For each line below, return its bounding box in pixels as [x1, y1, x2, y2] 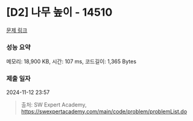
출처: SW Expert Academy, [21, 101, 87, 108]
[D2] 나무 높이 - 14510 [6, 5, 113, 19]
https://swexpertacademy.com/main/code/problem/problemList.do [21, 108, 188, 115]
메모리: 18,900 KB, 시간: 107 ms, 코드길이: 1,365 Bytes [6, 58, 137, 65]
